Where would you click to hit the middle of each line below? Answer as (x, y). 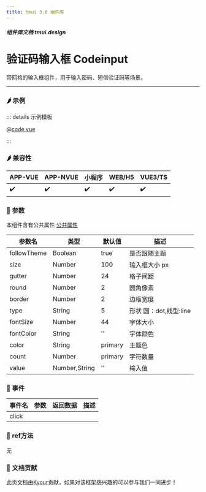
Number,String (74, 368)
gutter (18, 276)
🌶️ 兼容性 (19, 158)
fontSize (21, 322)
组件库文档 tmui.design (36, 32)
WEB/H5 (122, 177)
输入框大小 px (149, 265)
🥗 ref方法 (20, 436)
